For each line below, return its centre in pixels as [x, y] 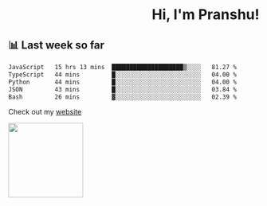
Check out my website [45, 112]
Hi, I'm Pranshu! [205, 15]
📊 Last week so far [57, 45]
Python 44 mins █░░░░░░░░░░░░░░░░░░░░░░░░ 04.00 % [123, 82]
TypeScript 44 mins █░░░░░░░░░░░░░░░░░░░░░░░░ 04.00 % [123, 74]
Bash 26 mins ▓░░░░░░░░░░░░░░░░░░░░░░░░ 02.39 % [123, 97]
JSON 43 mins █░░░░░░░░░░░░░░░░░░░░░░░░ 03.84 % [123, 89]
